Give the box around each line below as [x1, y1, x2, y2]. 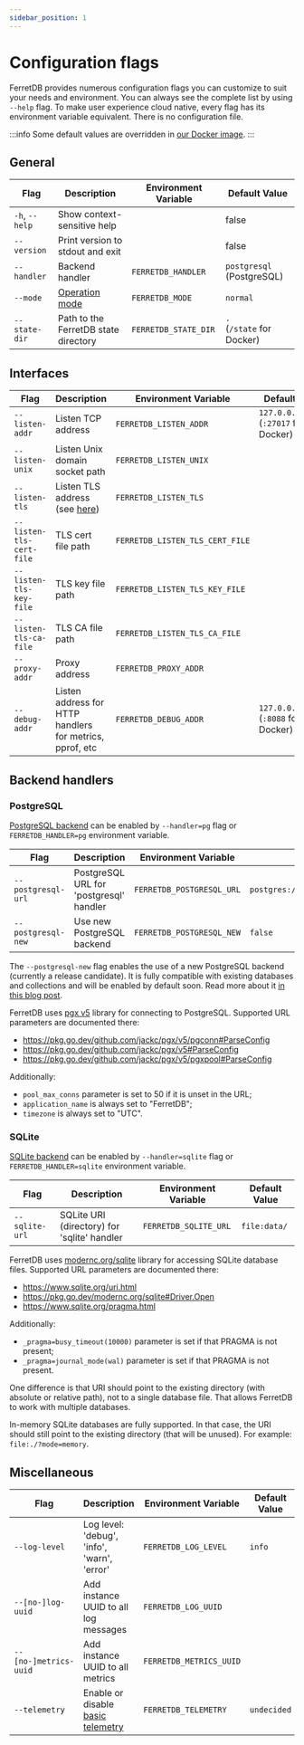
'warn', [82, 1551, 113, 1564]
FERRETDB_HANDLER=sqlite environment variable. [9, 1160, 186, 1172]
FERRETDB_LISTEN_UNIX [115, 455, 209, 466]
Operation [57, 286, 101, 299]
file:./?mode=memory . [9, 1438, 90, 1449]
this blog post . [9, 989, 63, 1000]
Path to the [57, 312, 104, 325]
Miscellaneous [9, 1464, 94, 1480]
